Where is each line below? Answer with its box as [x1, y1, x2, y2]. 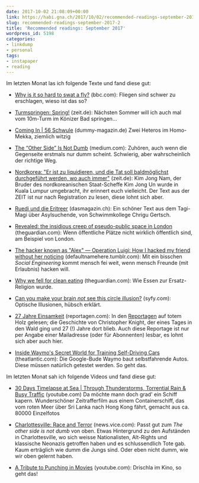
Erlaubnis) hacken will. [14, 265, 70, 273]
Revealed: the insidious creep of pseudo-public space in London [14, 223, 173, 230]
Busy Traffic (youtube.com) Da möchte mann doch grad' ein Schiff [14, 391, 178, 398]
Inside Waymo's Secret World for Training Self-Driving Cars [14, 349, 160, 356]
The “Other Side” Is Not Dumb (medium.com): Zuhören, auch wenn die [14, 144, 188, 151]
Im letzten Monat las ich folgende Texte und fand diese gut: [6, 80, 151, 87]
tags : [6, 53, 20, 59]
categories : [6, 36, 36, 42]
